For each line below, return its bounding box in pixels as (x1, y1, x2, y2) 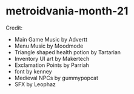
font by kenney (14, 67, 52, 75)
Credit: (5, 24, 23, 31)
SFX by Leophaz (14, 80, 56, 88)
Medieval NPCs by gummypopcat (14, 74, 98, 81)
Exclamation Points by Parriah (14, 61, 89, 69)
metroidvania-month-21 (5, 4, 129, 18)
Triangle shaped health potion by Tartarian (14, 48, 121, 55)
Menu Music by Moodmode (14, 42, 84, 49)
